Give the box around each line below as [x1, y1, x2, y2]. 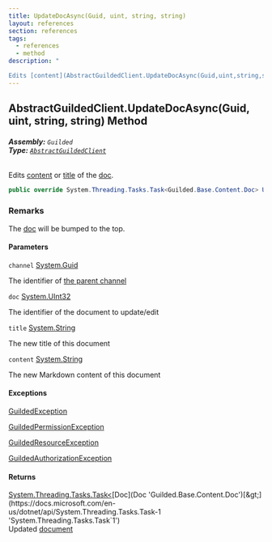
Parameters [8, 242, 49, 252]
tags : [8, 34, 27, 43]
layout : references [8, 19, 74, 28]
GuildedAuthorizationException [8, 453, 113, 463]
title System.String [8, 323, 76, 332]
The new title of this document [8, 338, 111, 348]
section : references [8, 27, 79, 35]
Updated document [8, 524, 74, 534]
